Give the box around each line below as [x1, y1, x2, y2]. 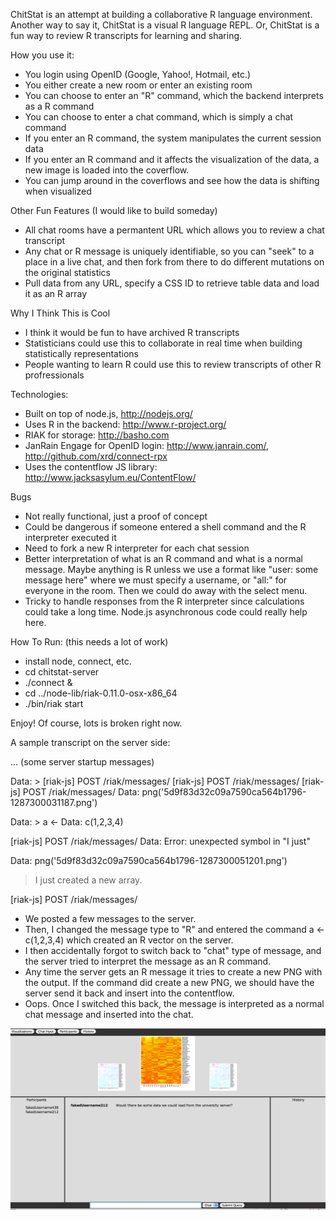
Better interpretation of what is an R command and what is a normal [24, 553, 303, 564]
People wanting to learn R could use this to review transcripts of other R [24, 359, 322, 370]
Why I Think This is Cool [10, 307, 111, 319]
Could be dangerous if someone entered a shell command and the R [24, 521, 307, 533]
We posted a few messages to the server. [24, 913, 197, 924]
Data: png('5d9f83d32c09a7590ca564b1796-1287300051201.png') [10, 855, 288, 866]
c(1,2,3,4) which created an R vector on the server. [24, 934, 234, 946]
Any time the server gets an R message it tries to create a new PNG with [24, 966, 323, 978]
